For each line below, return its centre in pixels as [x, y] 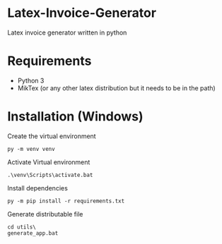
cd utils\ [22, 227]
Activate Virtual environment [49, 162]
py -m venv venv [31, 149]
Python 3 [31, 80]
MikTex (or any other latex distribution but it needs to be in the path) [116, 88]
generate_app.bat [33, 233]
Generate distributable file [45, 214]
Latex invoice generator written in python [67, 32]
